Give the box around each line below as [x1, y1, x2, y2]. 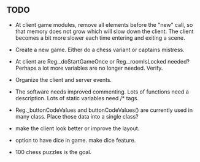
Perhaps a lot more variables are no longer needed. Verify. [15, 64, 163, 72]
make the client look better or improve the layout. [15, 125, 140, 132]
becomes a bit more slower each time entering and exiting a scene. [15, 34, 185, 42]
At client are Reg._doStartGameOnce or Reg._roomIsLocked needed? [15, 57, 190, 65]
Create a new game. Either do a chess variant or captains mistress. [15, 46, 185, 53]
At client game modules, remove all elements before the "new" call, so [15, 21, 193, 28]
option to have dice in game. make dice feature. [15, 136, 136, 144]
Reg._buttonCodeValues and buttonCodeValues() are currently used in [15, 106, 193, 114]
